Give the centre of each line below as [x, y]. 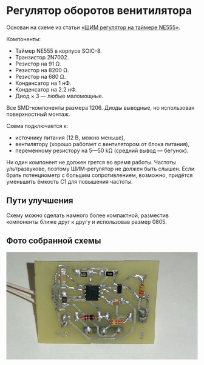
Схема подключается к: [37, 126]
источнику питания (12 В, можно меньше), [70, 138]
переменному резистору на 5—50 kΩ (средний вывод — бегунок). [102, 150]
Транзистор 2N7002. [42, 57]
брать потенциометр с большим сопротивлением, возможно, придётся [100, 175]
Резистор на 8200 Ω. [42, 70]
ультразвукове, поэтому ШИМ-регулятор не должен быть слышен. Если [100, 169]
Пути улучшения [40, 201]
